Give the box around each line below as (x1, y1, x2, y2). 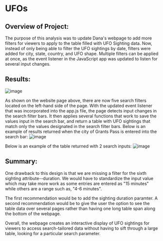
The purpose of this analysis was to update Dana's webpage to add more (5, 35, 152, 41)
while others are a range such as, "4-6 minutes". (5, 185, 102, 191)
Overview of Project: (5, 22, 69, 31)
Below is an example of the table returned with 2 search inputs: (5, 143, 132, 149)
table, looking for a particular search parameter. (5, 230, 101, 236)
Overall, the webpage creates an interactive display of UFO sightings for (5, 220, 150, 226)
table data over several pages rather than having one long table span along (5, 205, 156, 211)
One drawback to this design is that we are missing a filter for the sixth (5, 170, 147, 176)
